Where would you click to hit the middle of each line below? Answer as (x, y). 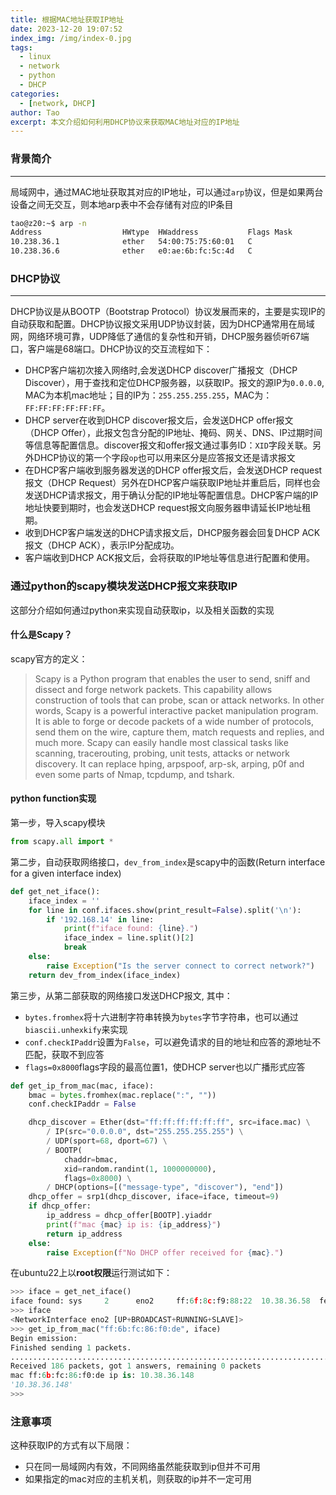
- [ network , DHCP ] (58, 103)
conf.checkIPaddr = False (82, 1104)
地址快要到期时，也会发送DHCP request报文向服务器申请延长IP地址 (163, 508)
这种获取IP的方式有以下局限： (71, 1445)
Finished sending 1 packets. (71, 1347)
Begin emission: (44, 1338)
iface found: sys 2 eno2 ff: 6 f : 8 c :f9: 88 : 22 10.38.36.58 (160, 1301)
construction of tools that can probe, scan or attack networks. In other (179, 700)
